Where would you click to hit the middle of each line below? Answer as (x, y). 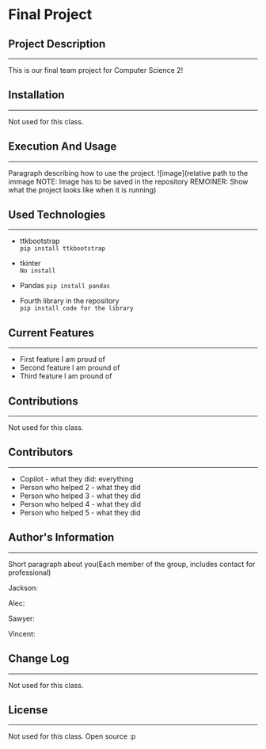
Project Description (57, 44)
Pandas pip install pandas (65, 286)
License (28, 710)
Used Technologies (57, 215)
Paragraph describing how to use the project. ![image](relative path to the (128, 173)
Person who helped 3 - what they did (80, 496)
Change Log (39, 659)
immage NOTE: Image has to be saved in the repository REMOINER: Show (128, 181)
